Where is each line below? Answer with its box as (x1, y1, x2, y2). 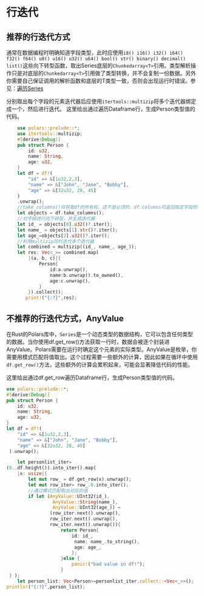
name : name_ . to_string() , (73, 538, 140, 545)
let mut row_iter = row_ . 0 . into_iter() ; (28, 482, 129, 488)
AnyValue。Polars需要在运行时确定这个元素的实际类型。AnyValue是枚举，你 (6, 345, 197, 353)
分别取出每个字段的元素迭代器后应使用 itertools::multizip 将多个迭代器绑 (6, 98, 191, 105)
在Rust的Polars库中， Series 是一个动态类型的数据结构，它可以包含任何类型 (6, 330, 193, 338)
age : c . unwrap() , (49, 278, 91, 284)
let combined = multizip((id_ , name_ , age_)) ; (17, 244, 137, 250)
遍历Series (17, 85, 44, 92)
